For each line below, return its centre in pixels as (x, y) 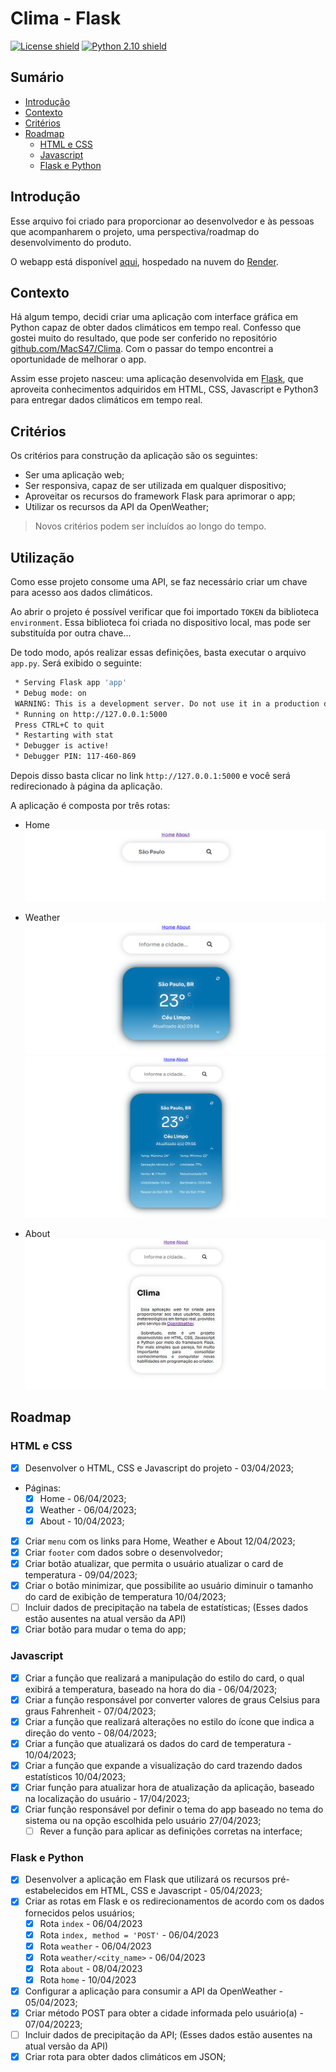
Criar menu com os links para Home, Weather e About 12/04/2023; (160, 1541)
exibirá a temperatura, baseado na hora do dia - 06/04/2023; (151, 1689)
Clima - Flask (66, 18)
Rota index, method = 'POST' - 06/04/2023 (129, 1934)
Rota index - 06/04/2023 (91, 1923)
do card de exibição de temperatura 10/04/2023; (125, 1597)
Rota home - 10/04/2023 (88, 1979)
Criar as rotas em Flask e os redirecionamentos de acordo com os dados (174, 1901)
